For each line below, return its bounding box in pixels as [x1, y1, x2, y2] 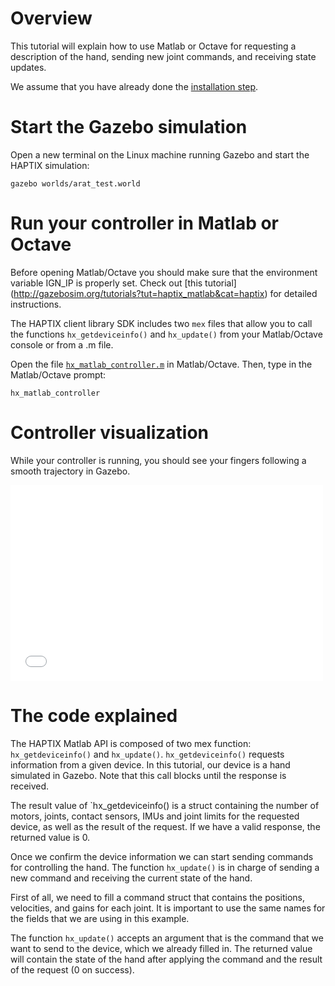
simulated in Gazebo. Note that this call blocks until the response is [10, 769, 287, 781]
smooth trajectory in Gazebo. [10, 465, 131, 477]
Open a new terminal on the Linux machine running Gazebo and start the [10, 148, 310, 161]
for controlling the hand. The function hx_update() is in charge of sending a [10, 861, 320, 873]
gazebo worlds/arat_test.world [10, 178, 141, 189]
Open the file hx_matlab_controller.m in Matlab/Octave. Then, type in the [10, 358, 313, 370]
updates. [10, 61, 47, 73]
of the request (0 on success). [10, 963, 135, 976]
